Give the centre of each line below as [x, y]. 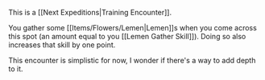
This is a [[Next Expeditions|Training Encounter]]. [90, 12]
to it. [16, 69]
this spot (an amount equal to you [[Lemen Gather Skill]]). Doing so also [127, 36]
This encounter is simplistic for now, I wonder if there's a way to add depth [132, 60]
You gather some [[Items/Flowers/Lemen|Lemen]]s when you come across [133, 28]
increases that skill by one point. [62, 45]
